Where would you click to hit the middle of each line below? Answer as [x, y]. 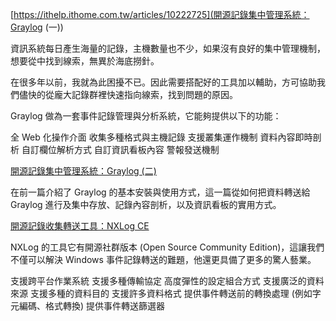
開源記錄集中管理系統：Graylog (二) [83, 171]
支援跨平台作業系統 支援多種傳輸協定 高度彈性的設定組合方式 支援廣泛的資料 [167, 281]
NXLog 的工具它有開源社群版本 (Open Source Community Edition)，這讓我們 [167, 247]
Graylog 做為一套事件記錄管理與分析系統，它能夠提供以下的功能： [146, 116]
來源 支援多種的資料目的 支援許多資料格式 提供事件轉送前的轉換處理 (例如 [161, 293]
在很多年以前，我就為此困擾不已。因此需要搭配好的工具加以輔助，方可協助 [163, 82]
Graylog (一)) [37, 27]
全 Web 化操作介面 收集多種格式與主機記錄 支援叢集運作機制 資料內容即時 [161, 137]
